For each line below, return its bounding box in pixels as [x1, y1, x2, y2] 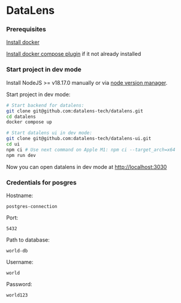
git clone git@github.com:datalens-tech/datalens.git [6, 108, 144, 114]
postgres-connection [6, 203, 58, 209]
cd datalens [6, 114, 36, 120]
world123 [6, 292, 28, 298]
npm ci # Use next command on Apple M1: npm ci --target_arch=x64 [6, 147, 176, 153]
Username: [6, 258, 34, 265]
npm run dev [6, 152, 36, 158]
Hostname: [6, 192, 34, 199]
